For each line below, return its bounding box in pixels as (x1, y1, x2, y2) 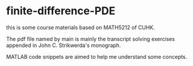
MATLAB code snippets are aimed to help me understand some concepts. (6, 53, 188, 60)
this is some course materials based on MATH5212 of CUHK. (6, 24, 155, 31)
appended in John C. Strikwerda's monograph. (6, 42, 121, 49)
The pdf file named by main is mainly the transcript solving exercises (6, 35, 175, 42)
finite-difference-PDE (6, 4, 116, 18)
